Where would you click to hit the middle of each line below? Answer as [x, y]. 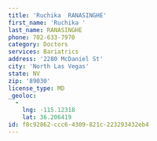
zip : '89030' [29, 81]
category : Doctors [38, 45]
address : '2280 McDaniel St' [56, 60]
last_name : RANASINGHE [45, 30]
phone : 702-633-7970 [42, 37]
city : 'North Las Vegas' [49, 67]
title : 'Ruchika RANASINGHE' [58, 15]
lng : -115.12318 [49, 110]
